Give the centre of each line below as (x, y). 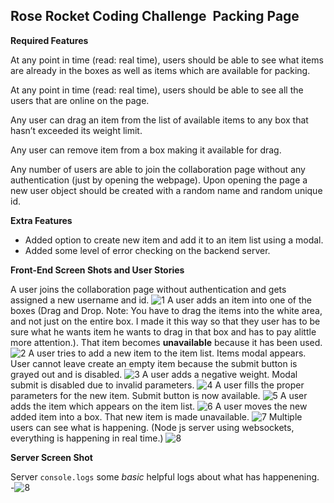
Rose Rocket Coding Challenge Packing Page (155, 16)
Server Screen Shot (51, 457)
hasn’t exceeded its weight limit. (76, 130)
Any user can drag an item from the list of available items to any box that (159, 120)
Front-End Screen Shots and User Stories (97, 270)
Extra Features (41, 220)
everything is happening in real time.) (87, 438)
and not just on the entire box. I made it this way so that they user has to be (165, 321)
